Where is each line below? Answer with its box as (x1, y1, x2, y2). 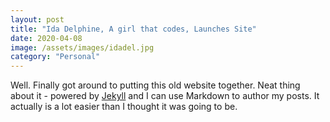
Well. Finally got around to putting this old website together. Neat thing (10, 79, 301, 91)
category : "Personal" (10, 52, 101, 62)
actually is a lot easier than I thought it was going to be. (10, 101, 238, 113)
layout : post (10, 14, 65, 25)
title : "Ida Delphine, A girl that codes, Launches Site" (10, 24, 257, 34)
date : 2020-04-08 (10, 33, 83, 43)
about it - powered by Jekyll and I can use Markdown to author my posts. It (10, 90, 320, 102)
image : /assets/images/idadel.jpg (10, 42, 155, 53)
